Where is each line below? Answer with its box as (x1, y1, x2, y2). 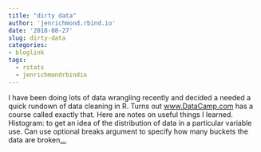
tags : (8, 57, 26, 64)
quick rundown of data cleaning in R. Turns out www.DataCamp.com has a (8, 101, 254, 111)
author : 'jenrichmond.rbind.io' (8, 19, 116, 27)
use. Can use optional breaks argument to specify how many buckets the (8, 127, 249, 136)
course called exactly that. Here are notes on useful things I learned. (8, 109, 234, 119)
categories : (8, 41, 48, 49)
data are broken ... (8, 134, 66, 144)
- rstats (15, 64, 45, 72)
